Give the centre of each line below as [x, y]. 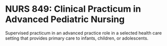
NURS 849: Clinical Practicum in [73, 9]
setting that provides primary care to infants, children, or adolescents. [77, 38]
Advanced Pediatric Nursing [65, 19]
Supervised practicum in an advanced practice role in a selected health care [83, 33]
